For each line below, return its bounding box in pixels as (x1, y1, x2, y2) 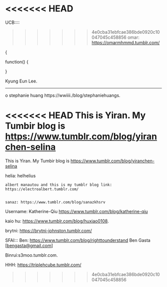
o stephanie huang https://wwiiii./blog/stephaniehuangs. (5, 92, 121, 98)
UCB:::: (5, 19, 20, 25)
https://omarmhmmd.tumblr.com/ (91, 39, 160, 45)
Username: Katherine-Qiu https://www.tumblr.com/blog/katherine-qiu (5, 208, 148, 214)
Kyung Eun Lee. (5, 78, 37, 84)
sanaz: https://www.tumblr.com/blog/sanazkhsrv (5, 200, 106, 205)
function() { (5, 59, 29, 65)
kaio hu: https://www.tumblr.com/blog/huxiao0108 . (5, 218, 109, 224)
